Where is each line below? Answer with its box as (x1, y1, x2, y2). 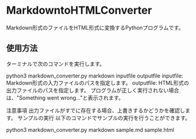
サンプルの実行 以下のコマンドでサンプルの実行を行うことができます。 (17, 114, 191, 121)
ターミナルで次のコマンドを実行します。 (6, 60, 105, 67)
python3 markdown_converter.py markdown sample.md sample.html (6, 126, 175, 133)
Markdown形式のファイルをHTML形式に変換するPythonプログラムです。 (6, 24, 184, 31)
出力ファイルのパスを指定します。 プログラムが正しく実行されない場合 (6, 87, 180, 94)
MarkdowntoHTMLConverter (6, 4, 153, 17)
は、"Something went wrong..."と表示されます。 (6, 94, 124, 101)
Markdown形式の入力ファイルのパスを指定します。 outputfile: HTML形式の (6, 79, 189, 87)
